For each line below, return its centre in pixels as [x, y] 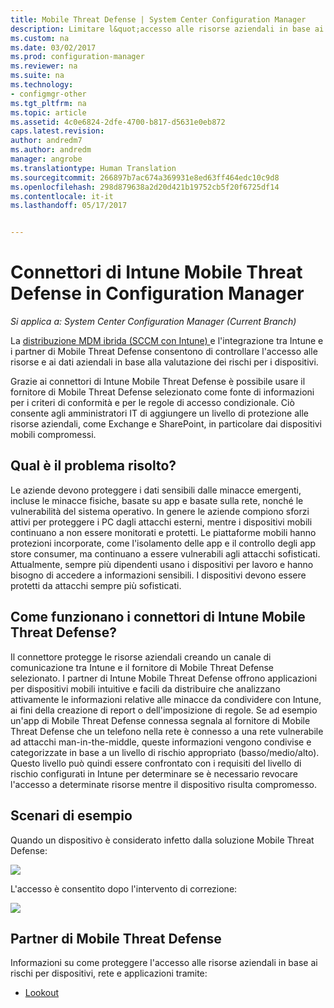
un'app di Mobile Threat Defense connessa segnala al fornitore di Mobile [160, 720]
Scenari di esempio [71, 816]
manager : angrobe [46, 159]
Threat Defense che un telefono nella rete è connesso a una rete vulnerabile [167, 731]
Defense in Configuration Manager [157, 293]
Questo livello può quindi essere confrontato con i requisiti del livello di [156, 763]
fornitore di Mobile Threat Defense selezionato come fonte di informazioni [162, 392]
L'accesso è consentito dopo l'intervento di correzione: [124, 888]
